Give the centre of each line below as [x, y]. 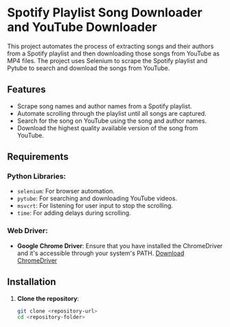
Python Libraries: [37, 176]
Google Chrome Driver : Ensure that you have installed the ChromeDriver [120, 245]
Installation [32, 282]
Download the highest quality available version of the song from [107, 128]
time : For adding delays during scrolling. [74, 213]
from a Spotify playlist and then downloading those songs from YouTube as [113, 53]
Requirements [38, 157]
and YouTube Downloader [82, 27]
